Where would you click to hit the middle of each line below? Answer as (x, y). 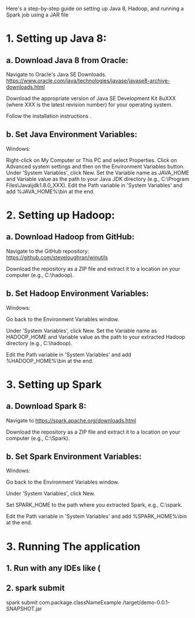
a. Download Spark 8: (46, 406)
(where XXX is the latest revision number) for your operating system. (90, 105)
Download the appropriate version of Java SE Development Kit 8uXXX (91, 98)
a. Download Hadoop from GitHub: (70, 237)
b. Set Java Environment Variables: (72, 135)
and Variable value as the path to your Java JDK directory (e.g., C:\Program (98, 179)
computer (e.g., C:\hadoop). (40, 275)
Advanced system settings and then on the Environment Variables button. (95, 166)
